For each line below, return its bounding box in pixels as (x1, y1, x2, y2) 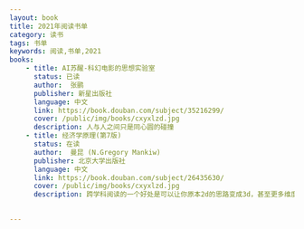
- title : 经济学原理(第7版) (25, 131, 122, 140)
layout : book (9, 13, 59, 23)
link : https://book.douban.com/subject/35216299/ (33, 106, 224, 115)
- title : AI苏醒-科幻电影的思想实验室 (25, 64, 156, 73)
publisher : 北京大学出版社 (33, 156, 126, 166)
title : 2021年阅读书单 (9, 22, 89, 31)
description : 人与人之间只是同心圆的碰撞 (33, 123, 175, 132)
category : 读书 (9, 30, 64, 39)
